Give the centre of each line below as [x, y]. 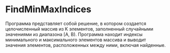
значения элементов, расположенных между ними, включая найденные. [86, 45]
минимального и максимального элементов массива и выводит [76, 40]
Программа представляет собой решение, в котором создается [76, 23]
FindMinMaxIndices [48, 9]
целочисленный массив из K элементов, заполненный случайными [79, 29]
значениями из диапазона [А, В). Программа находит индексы [74, 34]
